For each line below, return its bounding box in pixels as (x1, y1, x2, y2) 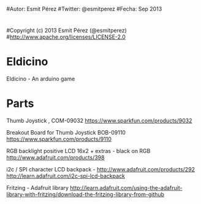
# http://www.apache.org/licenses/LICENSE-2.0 (6, 33, 126, 41)
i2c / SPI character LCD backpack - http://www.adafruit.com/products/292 (6, 166, 195, 173)
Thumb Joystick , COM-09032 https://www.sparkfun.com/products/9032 (6, 117, 192, 125)
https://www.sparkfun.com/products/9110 (6, 135, 112, 143)
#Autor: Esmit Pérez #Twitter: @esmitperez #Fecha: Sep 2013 (6, 6, 162, 12)
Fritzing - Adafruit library (6, 184, 69, 192)
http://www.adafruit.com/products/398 (6, 154, 105, 162)
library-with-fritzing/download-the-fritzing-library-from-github (6, 190, 164, 198)
